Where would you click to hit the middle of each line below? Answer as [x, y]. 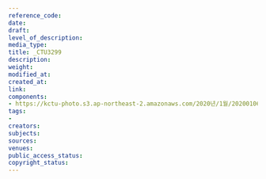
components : [28, 97]
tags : [17, 112]
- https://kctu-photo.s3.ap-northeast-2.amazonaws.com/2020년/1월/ [120, 104]
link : [17, 89]
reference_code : [35, 15]
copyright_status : [38, 163]
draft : [19, 30]
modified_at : [30, 74]
